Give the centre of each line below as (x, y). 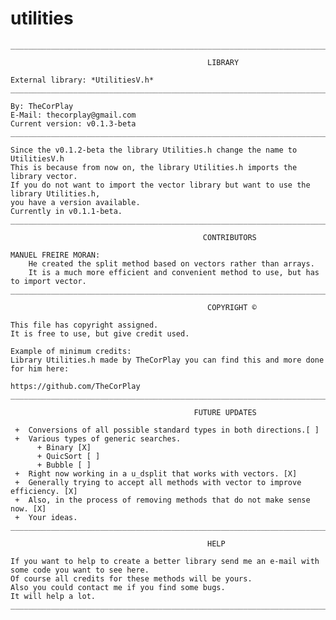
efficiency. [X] (44, 491)
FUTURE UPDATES (225, 412)
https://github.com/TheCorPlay (75, 386)
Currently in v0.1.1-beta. (66, 211)
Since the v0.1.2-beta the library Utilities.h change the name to (154, 150)
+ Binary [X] (64, 447)
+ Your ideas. (46, 517)
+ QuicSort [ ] (68, 456)
